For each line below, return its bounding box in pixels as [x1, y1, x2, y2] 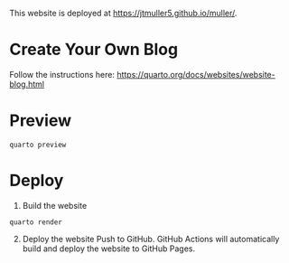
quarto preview [9, 140, 67, 149]
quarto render [9, 217, 63, 227]
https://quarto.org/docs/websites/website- [117, 69, 275, 80]
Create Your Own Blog [9, 40, 179, 60]
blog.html [9, 79, 45, 89]
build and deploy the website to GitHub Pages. [22, 243, 196, 254]
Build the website [22, 200, 88, 211]
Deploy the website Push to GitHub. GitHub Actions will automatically [22, 233, 280, 244]
